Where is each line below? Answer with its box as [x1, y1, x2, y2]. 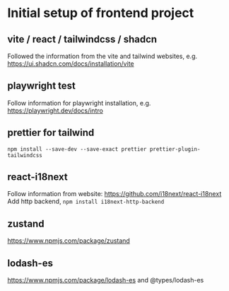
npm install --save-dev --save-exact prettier [7, 145, 147, 153]
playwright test [7, 80, 76, 92]
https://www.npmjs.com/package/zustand [7, 236, 131, 245]
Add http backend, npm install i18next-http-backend [7, 197, 165, 206]
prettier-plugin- [149, 145, 201, 153]
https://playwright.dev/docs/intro [7, 106, 104, 115]
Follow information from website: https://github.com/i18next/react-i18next [7, 190, 222, 198]
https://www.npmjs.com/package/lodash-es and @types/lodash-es [7, 276, 204, 285]
